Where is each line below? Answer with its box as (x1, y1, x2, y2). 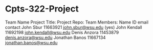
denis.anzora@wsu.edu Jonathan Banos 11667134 (5, 35, 106, 40)
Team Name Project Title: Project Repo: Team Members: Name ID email (5, 19, 149, 25)
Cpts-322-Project (5, 3, 79, 14)
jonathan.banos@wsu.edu (5, 39, 58, 45)
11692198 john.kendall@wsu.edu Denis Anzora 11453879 (5, 29, 119, 35)
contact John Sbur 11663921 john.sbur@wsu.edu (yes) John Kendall (5, 24, 143, 30)
